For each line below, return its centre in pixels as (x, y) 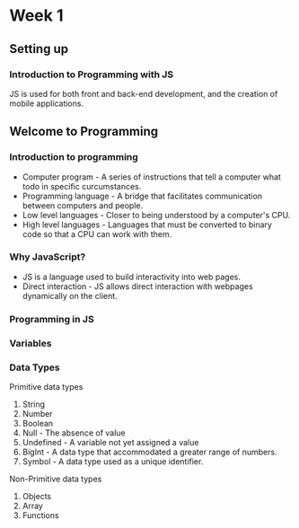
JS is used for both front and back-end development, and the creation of (144, 93)
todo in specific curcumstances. (82, 186)
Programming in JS (52, 319)
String (34, 404)
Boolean (38, 423)
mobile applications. (46, 103)
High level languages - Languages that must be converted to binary (147, 224)
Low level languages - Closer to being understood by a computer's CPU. (156, 215)
